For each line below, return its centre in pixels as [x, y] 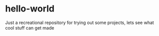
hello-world [30, 9]
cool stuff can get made [30, 27]
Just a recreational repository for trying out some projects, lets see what [79, 22]
